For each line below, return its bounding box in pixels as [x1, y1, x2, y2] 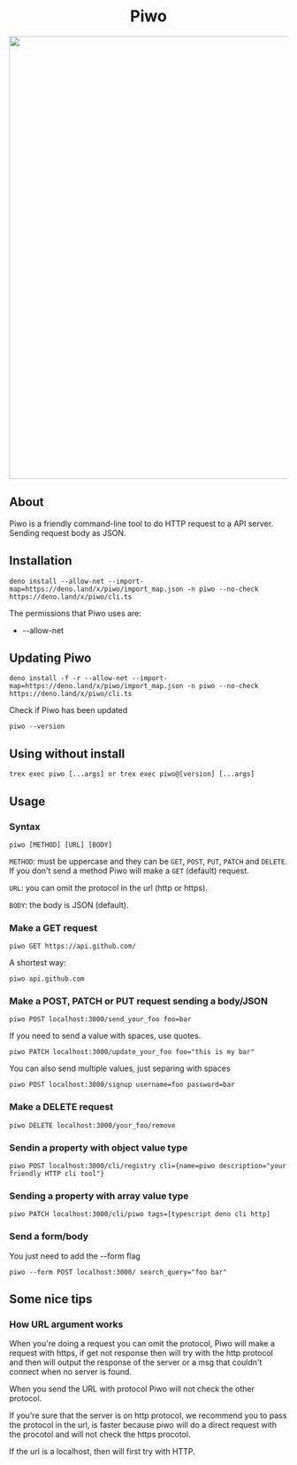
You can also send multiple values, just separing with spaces [9, 1063, 232, 1074]
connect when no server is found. [9, 1367, 133, 1377]
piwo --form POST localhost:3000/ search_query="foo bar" [9, 1267, 227, 1276]
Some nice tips [9, 1291, 93, 1307]
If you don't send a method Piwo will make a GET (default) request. [9, 865, 249, 876]
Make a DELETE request [9, 1101, 113, 1113]
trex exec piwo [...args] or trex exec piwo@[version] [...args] [9, 770, 255, 779]
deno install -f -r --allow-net [9, 674, 128, 683]
